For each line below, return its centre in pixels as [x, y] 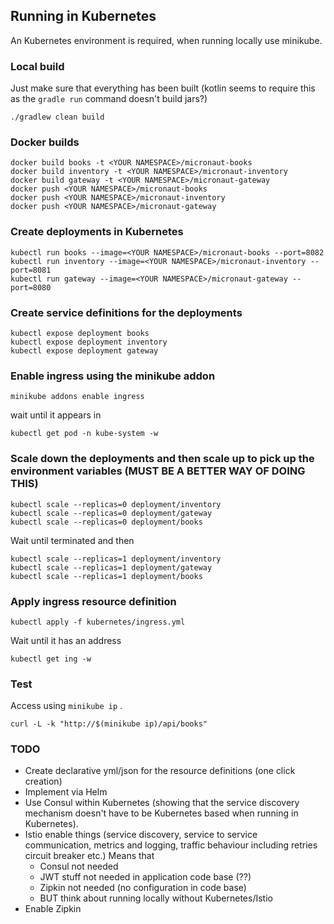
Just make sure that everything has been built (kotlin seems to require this [163, 88]
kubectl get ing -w [51, 659]
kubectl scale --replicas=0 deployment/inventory [116, 504]
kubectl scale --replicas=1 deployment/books [106, 576]
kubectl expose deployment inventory [89, 342]
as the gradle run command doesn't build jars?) [109, 99]
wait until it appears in [56, 415]
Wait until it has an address [66, 640]
